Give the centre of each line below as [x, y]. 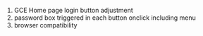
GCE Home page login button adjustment [74, 10]
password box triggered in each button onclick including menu [105, 18]
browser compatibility [45, 25]
